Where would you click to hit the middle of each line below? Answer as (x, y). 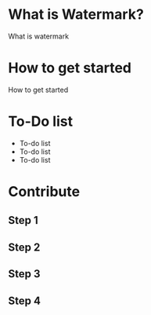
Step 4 (25, 300)
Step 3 (24, 274)
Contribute (44, 192)
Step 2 (24, 247)
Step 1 (23, 220)
